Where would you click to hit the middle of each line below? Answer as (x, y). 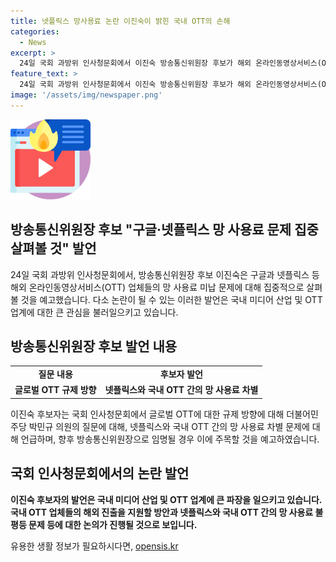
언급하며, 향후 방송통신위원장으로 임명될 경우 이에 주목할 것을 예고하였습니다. (170, 439)
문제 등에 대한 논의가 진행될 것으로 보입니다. (113, 524)
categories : (35, 31)
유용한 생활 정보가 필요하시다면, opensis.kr (94, 546)
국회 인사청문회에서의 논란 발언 (100, 473)
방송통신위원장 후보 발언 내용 (94, 346)
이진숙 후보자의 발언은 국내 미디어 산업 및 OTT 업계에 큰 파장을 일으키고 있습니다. (166, 499)
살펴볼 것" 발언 (53, 248)
